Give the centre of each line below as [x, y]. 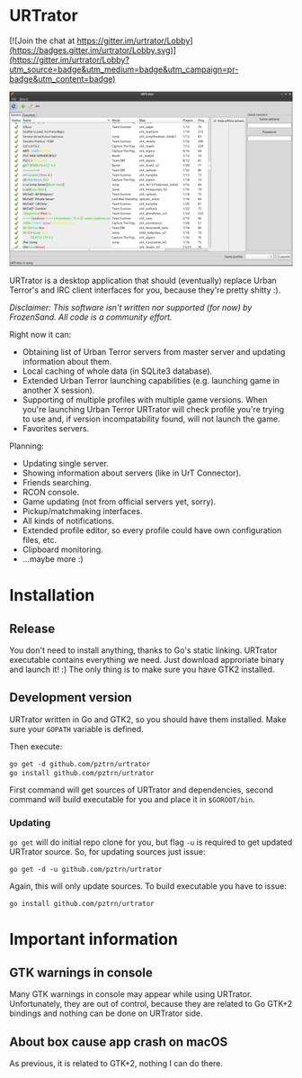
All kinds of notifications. [68, 521]
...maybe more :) [53, 559]
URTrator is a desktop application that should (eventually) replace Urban [143, 281]
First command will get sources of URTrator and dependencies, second [142, 790]
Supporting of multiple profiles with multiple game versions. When [145, 400]
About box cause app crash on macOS [119, 1042]
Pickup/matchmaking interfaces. [82, 512]
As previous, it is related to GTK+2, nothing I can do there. [116, 1063]
